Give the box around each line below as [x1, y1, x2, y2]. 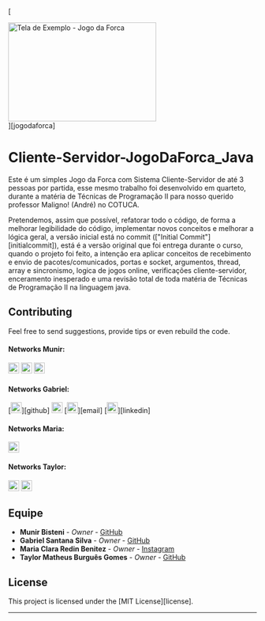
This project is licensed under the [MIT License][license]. [8, 596, 194, 606]
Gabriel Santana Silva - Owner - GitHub [19, 536, 151, 545]
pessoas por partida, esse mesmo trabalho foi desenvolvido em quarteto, [8, 183, 247, 192]
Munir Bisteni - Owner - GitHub [19, 528, 123, 537]
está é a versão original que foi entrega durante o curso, [60, 240, 244, 250]
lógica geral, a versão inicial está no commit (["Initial [8, 232, 178, 241]
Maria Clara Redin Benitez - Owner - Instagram [19, 544, 175, 554]
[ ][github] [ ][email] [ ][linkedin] [8, 406, 151, 415]
